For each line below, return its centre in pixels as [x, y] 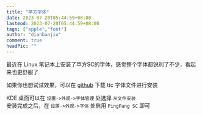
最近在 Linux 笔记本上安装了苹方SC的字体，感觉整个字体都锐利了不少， [96, 64]
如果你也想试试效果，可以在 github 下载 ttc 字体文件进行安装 [82, 85]
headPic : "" [21, 46]
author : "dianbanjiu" [34, 35]
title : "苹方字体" [28, 12]
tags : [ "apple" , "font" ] [37, 29]
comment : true [24, 40]
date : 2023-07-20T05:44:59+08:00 [49, 18]
